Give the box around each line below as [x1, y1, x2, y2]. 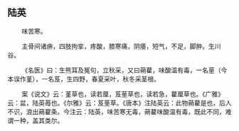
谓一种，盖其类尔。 [7, 116, 64, 125]
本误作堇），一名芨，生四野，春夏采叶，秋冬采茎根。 [7, 74, 160, 83]
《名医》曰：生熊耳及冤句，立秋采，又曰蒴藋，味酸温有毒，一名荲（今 [21, 66, 228, 74]
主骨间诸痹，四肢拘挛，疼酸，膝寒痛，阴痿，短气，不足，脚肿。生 [21, 42, 215, 50]
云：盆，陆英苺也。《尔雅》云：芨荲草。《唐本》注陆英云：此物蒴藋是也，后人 [7, 98, 232, 107]
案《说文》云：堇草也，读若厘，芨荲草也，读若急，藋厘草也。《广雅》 [21, 89, 224, 98]
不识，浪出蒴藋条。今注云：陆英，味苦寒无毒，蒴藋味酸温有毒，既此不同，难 [7, 107, 232, 115]
